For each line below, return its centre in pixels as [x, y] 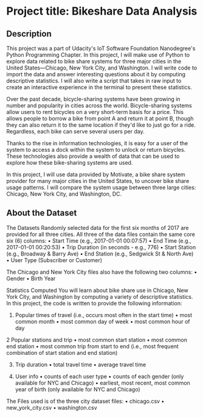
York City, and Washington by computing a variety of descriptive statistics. [100, 296]
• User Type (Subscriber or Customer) [54, 260]
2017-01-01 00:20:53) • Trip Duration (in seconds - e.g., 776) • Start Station [101, 247]
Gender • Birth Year [31, 278]
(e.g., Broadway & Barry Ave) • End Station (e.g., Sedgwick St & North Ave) [100, 254]
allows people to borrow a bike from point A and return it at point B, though [100, 118]
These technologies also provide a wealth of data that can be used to [93, 156]
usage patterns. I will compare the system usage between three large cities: [101, 187]
